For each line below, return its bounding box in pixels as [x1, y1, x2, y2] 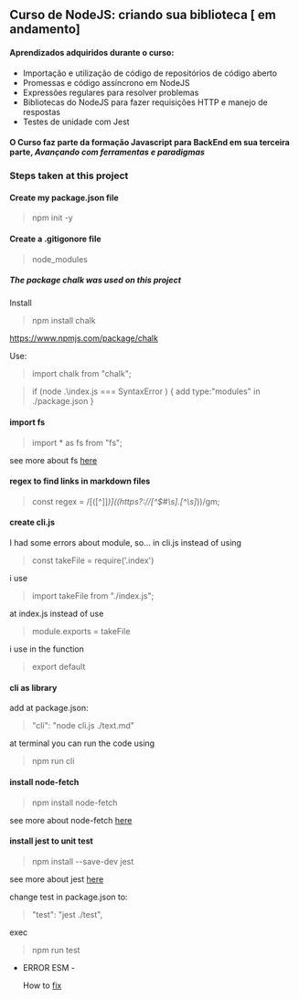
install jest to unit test [9, 835, 93, 846]
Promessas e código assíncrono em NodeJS [22, 77, 190, 88]
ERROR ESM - [22, 962, 76, 972]
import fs [9, 417, 46, 428]
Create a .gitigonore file [9, 233, 102, 244]
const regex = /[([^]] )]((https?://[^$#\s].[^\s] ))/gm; [31, 495, 220, 506]
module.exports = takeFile [31, 626, 131, 637]
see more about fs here [9, 454, 98, 465]
